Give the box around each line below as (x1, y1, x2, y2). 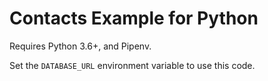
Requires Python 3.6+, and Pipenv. (9, 40, 152, 52)
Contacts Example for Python (9, 7, 259, 30)
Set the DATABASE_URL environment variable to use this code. (9, 59, 256, 71)
